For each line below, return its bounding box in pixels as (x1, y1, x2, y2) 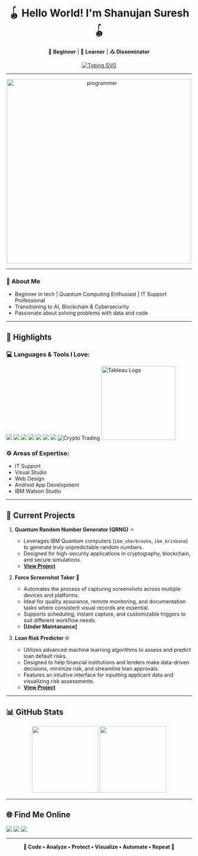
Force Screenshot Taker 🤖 (14, 574, 80, 581)
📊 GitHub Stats (6, 707, 64, 717)
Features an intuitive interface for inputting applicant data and (23, 671, 174, 678)
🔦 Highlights (6, 332, 52, 342)
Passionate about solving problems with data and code (14, 309, 148, 316)
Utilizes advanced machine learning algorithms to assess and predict (23, 646, 192, 654)
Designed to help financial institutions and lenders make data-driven (23, 659, 190, 666)
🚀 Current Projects (6, 510, 75, 520)
